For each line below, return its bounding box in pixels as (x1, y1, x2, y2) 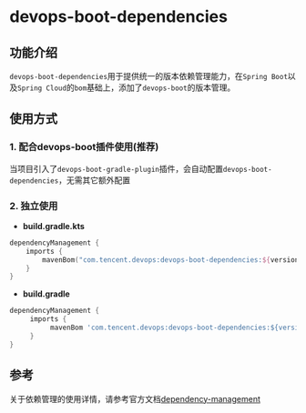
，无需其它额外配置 (57, 175, 130, 186)
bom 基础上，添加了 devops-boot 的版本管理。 (74, 82, 236, 93)
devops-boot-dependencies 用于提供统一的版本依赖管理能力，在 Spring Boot (9, 71, 289, 81)
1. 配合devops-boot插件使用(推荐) (9, 141, 159, 154)
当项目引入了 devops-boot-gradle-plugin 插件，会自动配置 (9, 163, 223, 174)
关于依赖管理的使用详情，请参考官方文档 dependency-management (9, 393, 261, 404)
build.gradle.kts (22, 220, 85, 231)
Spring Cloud (17, 84, 66, 93)
